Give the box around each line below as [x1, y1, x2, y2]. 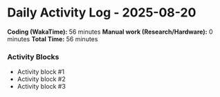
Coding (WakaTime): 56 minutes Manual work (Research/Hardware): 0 [7, 28, 213, 36]
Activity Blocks [7, 52, 59, 61]
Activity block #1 [17, 67, 64, 76]
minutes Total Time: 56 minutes [7, 34, 98, 43]
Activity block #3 [17, 83, 66, 91]
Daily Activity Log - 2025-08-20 [7, 5, 196, 21]
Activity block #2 [17, 75, 66, 83]
